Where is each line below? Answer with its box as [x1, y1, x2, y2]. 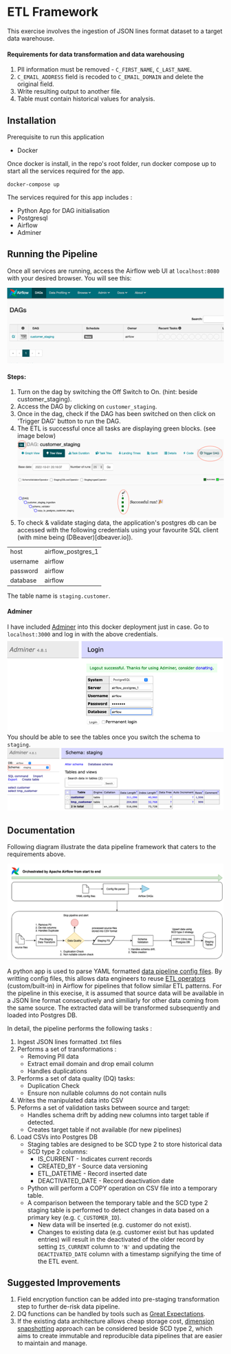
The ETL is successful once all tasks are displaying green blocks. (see [16, 424, 217, 433]
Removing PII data [27, 1052, 79, 1061]
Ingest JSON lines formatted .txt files [16, 1037, 122, 1045]
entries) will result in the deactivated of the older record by [37, 1235, 204, 1243]
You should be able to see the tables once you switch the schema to [7, 733, 201, 741]
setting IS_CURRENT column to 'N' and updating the [37, 1242, 181, 1251]
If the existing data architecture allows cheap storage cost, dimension [16, 1317, 214, 1326]
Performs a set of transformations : [16, 1045, 117, 1053]
